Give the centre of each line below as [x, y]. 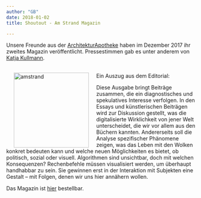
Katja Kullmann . [25, 58]
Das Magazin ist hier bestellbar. [45, 188]
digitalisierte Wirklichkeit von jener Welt [145, 119]
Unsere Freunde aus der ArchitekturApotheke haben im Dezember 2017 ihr [98, 45]
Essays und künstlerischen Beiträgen [142, 107]
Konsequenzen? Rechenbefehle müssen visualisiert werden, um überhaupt [99, 164]
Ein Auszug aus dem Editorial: [133, 76]
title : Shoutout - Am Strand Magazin [53, 23]
